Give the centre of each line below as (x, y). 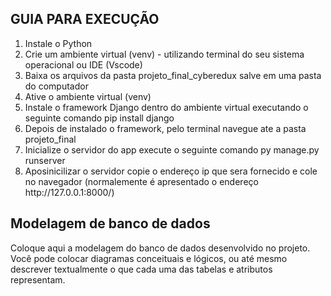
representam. (38, 279)
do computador (56, 86)
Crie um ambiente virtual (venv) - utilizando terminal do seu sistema (164, 54)
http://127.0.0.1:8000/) (69, 192)
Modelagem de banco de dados (110, 223)
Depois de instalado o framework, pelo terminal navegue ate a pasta (165, 128)
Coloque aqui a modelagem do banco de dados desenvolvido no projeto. (160, 248)
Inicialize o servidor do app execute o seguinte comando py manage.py (172, 149)
